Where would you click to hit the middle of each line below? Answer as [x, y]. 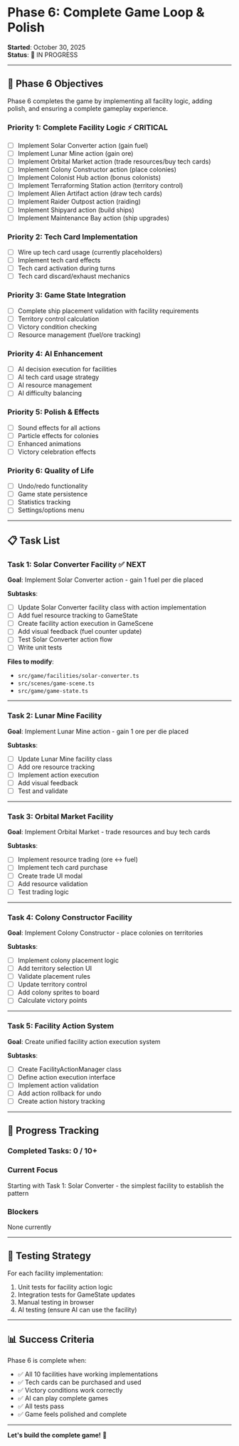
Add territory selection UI [55, 969]
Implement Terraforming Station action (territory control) [100, 186]
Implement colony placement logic [68, 960]
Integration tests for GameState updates [76, 1295]
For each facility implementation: [55, 1273]
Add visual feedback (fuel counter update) [80, 632]
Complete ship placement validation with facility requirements [108, 311]
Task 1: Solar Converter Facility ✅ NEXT [77, 564]
